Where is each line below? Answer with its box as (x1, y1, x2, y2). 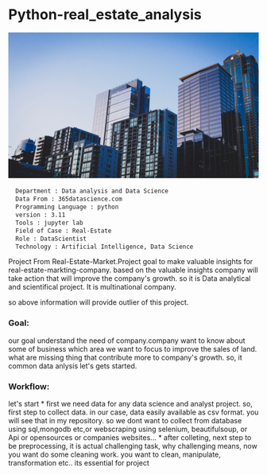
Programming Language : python (15, 203, 119, 212)
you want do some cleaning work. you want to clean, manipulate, (8, 450, 221, 459)
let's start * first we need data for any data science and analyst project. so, (8, 399, 253, 408)
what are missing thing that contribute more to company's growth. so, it (8, 352, 242, 362)
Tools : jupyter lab (15, 219, 83, 228)
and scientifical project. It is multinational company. (8, 282, 176, 292)
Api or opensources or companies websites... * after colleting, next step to (8, 432, 252, 442)
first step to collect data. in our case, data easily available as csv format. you (8, 407, 259, 417)
